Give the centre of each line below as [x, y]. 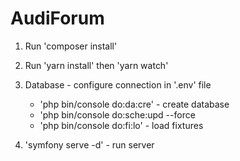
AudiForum [57, 18]
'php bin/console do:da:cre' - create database [134, 104]
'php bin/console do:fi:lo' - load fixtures [121, 125]
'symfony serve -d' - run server [89, 144]
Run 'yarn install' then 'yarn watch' [96, 65]
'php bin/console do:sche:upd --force [117, 114]
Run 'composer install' [71, 46]
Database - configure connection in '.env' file [118, 84]
